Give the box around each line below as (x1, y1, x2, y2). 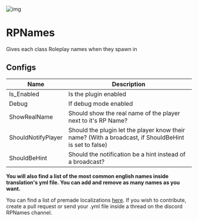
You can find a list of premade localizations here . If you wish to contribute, (6, 196, 187, 203)
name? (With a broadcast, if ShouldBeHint (68, 133, 184, 141)
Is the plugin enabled (68, 90, 127, 98)
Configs (6, 62, 37, 73)
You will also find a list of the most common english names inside (6, 172, 169, 179)
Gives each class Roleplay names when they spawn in (6, 45, 137, 52)
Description (111, 80, 146, 88)
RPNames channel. (6, 209, 52, 216)
